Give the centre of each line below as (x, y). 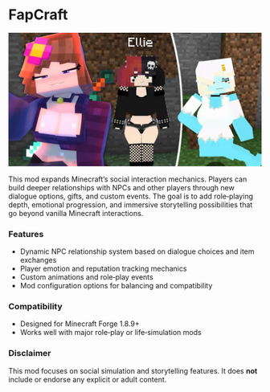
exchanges (38, 260)
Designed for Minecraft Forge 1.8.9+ (80, 324)
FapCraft (38, 15)
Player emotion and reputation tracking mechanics (103, 269)
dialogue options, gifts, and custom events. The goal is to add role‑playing (131, 196)
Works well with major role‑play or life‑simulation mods (111, 333)
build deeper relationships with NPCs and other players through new (121, 187)
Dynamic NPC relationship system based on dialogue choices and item (137, 251)
